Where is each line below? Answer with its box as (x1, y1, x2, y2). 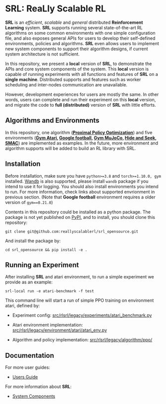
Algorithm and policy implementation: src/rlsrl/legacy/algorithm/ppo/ (12, 337, 153, 343)
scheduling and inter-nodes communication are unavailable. (5, 81, 128, 87)
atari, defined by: (5, 303, 40, 309)
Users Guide (12, 374, 38, 380)
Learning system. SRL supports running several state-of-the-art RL (5, 24, 143, 30)
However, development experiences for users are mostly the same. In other (5, 91, 159, 97)
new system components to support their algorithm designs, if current (5, 46, 148, 52)
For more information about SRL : (5, 384, 72, 390)
